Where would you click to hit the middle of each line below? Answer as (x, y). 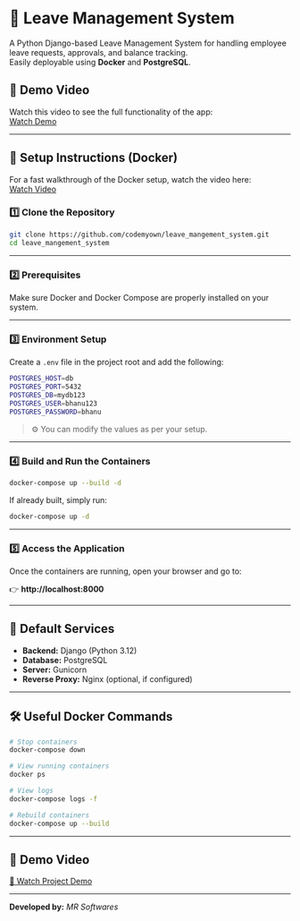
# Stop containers (43, 742)
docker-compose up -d (50, 516)
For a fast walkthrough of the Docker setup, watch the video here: (130, 179)
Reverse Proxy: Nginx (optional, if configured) (108, 678)
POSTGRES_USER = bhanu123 (54, 403)
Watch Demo (33, 121)
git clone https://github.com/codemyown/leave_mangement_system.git (139, 235)
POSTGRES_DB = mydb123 (48, 395)
